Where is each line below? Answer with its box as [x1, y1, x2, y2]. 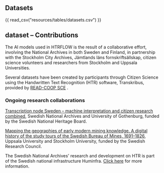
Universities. [5, 65, 30, 70]
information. [5, 163, 30, 169]
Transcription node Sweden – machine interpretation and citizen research [5, 108, 153, 114]
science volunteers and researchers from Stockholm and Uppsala [5, 60, 138, 65]
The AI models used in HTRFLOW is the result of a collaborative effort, [5, 44, 147, 50]
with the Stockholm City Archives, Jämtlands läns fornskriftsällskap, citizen [5, 54, 157, 60]
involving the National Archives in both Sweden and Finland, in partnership [5, 49, 156, 55]
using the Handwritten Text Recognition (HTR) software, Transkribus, [5, 79, 144, 85]
